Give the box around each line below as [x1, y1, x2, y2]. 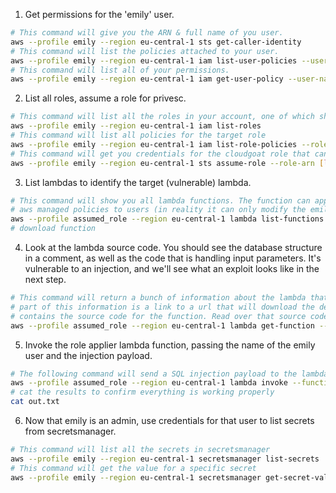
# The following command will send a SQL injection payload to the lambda [10, 369, 329, 379]
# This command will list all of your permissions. [10, 65, 230, 75]
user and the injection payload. [24, 349, 153, 361]
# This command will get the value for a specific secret [10, 463, 257, 473]
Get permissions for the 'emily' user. [24, 9, 175, 20]
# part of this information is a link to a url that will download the [10, 302, 315, 312]
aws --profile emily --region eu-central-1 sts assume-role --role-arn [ [10, 158, 325, 168]
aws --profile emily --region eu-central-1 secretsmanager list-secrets [10, 454, 320, 464]
